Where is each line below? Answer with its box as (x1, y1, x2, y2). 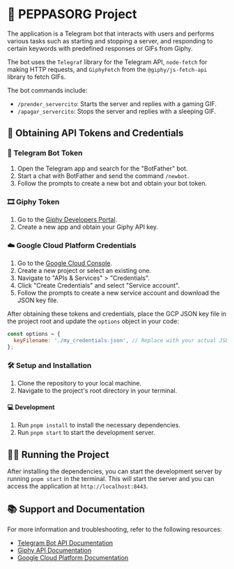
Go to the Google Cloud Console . (17, 259, 113, 267)
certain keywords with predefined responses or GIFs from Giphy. (7, 44, 193, 52)
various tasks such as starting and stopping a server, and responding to (7, 36, 213, 45)
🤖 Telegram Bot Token (7, 148, 83, 158)
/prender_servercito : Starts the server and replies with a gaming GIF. (17, 99, 217, 108)
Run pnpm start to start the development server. (17, 429, 155, 437)
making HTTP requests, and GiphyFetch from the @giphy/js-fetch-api (7, 65, 208, 73)
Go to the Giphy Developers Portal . (17, 215, 118, 223)
